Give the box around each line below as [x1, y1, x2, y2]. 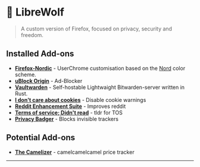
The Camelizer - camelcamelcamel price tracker [14, 149, 135, 156]
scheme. [14, 71, 37, 78]
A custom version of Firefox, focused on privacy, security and [20, 25, 173, 32]
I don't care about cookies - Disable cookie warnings [14, 96, 146, 103]
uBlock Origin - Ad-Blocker [14, 77, 83, 84]
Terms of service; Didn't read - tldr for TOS [14, 109, 123, 116]
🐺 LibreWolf [6, 5, 64, 19]
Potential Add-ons [6, 132, 76, 143]
